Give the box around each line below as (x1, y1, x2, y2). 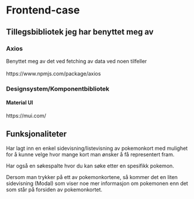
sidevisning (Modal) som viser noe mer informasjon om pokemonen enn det (6, 180, 188, 187)
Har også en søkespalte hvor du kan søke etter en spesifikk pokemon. (6, 162, 174, 169)
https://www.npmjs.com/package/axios (6, 70, 101, 77)
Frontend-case (6, 4, 80, 17)
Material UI (6, 99, 33, 106)
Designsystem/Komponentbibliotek (6, 84, 110, 92)
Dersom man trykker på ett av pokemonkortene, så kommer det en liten (6, 173, 178, 180)
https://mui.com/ (6, 112, 47, 119)
